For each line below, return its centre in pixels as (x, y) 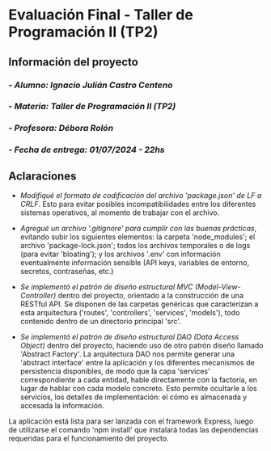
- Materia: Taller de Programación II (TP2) (92, 107)
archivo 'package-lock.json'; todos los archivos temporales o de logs (135, 246)
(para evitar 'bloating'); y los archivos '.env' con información (120, 254)
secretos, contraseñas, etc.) (67, 272)
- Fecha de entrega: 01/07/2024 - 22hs (87, 150)
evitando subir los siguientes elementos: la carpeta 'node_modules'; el (138, 237)
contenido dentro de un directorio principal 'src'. (101, 322)
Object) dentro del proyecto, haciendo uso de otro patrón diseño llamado (142, 346)
